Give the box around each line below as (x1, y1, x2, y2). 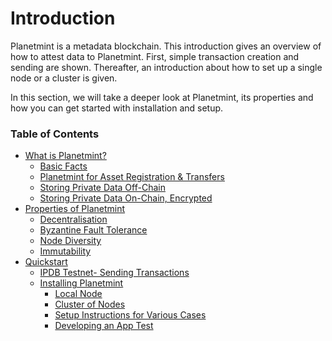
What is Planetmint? (24, 150, 107, 162)
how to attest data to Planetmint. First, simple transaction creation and (10, 50, 300, 62)
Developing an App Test (54, 320, 154, 332)
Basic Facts (39, 160, 88, 172)
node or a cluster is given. (10, 72, 118, 84)
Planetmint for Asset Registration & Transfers (39, 171, 225, 183)
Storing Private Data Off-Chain (39, 182, 166, 194)
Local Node (54, 288, 103, 300)
